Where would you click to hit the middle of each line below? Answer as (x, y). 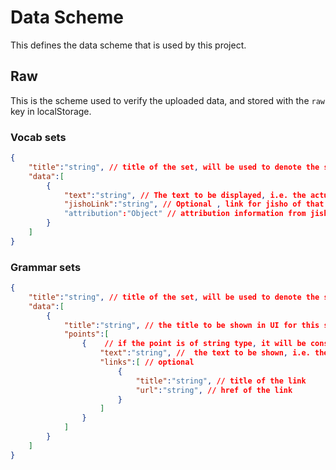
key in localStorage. (51, 111)
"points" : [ (86, 334)
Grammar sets (46, 267)
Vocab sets (38, 137)
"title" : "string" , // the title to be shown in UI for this (191, 325)
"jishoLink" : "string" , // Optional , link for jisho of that (194, 204)
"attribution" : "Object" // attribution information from (185, 214)
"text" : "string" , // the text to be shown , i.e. (205, 353)
